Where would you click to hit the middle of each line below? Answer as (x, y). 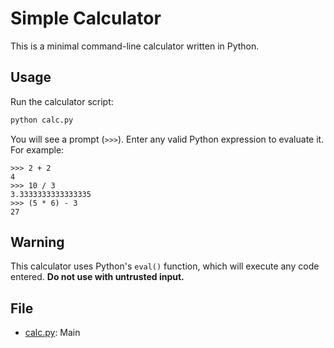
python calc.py (42, 120)
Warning (37, 242)
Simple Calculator (86, 18)
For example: (37, 149)
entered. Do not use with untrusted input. (97, 277)
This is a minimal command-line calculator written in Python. (135, 46)
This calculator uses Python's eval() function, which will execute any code (165, 266)
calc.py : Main (52, 333)
